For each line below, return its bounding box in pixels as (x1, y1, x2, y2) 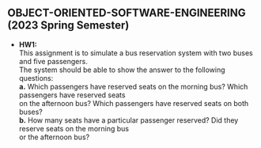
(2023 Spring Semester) (7, 19, 130, 32)
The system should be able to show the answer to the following (18, 65, 226, 74)
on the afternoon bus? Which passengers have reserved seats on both (18, 98, 249, 108)
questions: (18, 73, 54, 82)
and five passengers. (18, 56, 88, 66)
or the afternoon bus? (18, 132, 90, 142)
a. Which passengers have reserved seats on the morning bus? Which (18, 82, 248, 91)
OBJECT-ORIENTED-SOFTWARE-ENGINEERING (7, 6, 246, 20)
